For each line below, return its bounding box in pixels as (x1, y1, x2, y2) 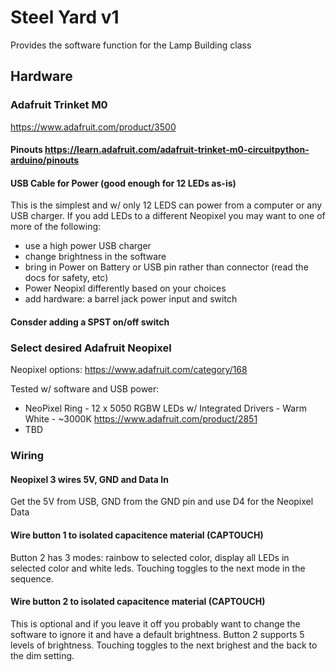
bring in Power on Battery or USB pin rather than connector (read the (24, 261, 309, 273)
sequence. (10, 572, 55, 585)
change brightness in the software (24, 251, 167, 263)
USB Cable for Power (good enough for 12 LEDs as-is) (10, 177, 237, 189)
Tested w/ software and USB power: (10, 383, 160, 395)
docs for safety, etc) (24, 272, 109, 284)
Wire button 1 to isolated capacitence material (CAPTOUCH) (10, 529, 264, 541)
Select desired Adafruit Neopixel (10, 341, 172, 355)
